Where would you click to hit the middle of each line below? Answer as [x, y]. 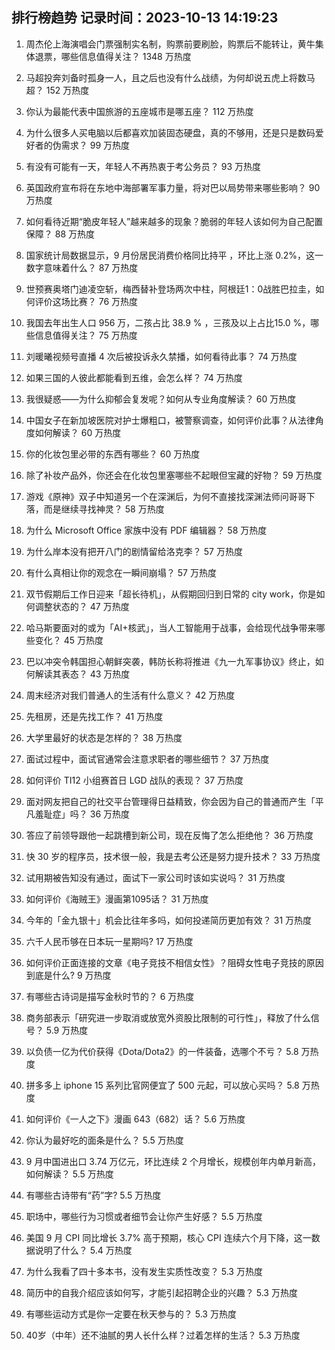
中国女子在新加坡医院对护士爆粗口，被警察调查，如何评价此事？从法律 [170, 420]
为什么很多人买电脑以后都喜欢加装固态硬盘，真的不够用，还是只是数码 [170, 132]
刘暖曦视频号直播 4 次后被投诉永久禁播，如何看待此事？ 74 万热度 [161, 356]
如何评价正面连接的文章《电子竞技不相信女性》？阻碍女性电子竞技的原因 [174, 962]
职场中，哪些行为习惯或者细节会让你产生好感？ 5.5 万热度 [144, 1216]
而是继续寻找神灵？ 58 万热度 [104, 509]
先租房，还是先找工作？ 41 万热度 [94, 716]
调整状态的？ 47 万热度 [82, 606]
